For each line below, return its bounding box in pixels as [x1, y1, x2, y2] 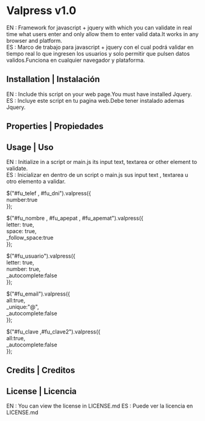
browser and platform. [6, 37, 62, 44]
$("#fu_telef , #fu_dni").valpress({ [6, 189, 91, 196]
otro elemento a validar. [6, 177, 66, 185]
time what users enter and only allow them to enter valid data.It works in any [6, 30, 199, 37]
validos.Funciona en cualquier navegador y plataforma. [6, 56, 145, 64]
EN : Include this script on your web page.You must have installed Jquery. [6, 90, 192, 98]
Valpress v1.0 [6, 4, 76, 18]
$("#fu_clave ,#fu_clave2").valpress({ [6, 328, 101, 335]
